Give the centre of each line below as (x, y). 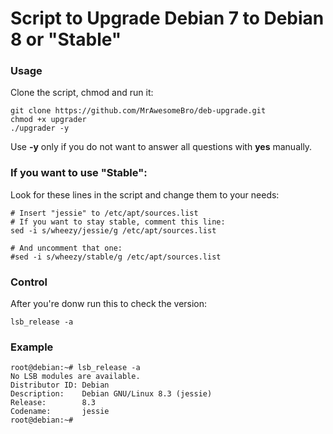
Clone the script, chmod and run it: (82, 93)
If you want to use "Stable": (79, 173)
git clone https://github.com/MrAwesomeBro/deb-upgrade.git (138, 111)
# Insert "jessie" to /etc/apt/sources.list (104, 213)
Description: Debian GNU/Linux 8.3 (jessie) (111, 394)
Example (32, 347)
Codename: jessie (60, 412)
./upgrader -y (40, 128)
